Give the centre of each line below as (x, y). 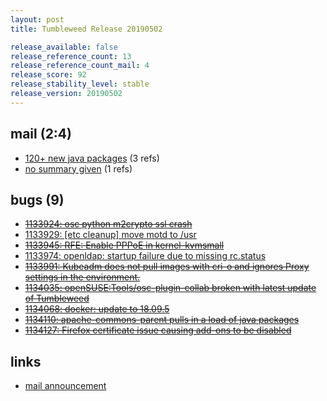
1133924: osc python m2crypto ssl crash (108, 224)
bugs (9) (37, 199)
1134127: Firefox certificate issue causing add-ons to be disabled (158, 330)
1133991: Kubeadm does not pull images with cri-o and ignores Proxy (167, 267)
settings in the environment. (82, 277)
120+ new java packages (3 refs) (92, 158)
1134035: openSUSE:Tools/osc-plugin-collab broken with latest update (170, 288)
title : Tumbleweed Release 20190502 (86, 29)
